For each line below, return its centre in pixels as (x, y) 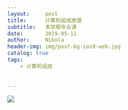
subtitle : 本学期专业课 (42, 27)
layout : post (33, 14)
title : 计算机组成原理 (45, 20)
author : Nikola (36, 40)
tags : (15, 60)
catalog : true (28, 54)
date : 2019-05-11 (42, 33)
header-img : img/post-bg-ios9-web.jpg (64, 47)
